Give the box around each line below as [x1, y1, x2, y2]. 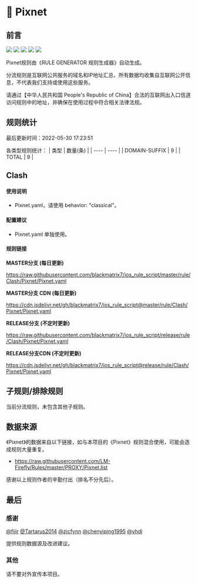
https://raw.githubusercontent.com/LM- [14, 458, 111, 465]
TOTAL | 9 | [6, 153, 34, 161]
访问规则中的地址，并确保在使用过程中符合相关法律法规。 [6, 99, 145, 105]
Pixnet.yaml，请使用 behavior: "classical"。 [14, 202, 120, 209]
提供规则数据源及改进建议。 [6, 540, 73, 547]
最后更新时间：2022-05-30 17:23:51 [6, 134, 93, 141]
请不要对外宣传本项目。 [6, 571, 63, 578]
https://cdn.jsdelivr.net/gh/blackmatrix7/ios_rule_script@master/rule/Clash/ [6, 301, 188, 308]
